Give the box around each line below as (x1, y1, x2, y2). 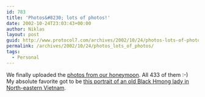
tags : (6, 49, 20, 55)
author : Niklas (6, 26, 45, 32)
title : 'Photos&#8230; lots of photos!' (6, 15, 111, 21)
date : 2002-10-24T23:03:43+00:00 (6, 20, 92, 26)
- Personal (12, 54, 40, 60)
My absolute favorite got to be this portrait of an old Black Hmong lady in (6, 77, 189, 85)
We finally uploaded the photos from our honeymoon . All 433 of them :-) (6, 71, 189, 78)
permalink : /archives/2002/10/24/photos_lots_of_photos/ (6, 43, 154, 49)
